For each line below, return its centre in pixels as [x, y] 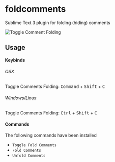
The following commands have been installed [51, 135]
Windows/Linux [21, 98]
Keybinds [15, 60]
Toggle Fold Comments [34, 145]
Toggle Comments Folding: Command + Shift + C [55, 86]
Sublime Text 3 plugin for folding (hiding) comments [58, 23]
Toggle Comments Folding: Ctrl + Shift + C [51, 113]
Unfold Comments [29, 156]
